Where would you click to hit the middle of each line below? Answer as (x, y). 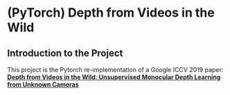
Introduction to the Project (65, 53)
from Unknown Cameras (43, 84)
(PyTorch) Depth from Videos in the (111, 13)
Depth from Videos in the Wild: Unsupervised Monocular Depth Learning (114, 77)
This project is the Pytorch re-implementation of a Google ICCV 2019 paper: (115, 70)
